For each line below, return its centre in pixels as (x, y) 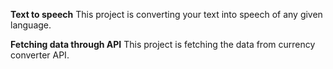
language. (31, 25)
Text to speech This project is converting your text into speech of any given (166, 14)
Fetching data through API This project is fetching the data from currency (163, 44)
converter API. (40, 55)
